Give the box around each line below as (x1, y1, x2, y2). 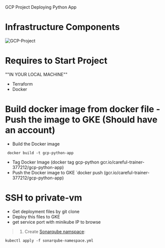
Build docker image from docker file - (5, 104, 161, 115)
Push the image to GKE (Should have (5, 114, 158, 125)
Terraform (12, 81, 33, 87)
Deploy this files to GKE (12, 213, 61, 219)
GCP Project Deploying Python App (5, 4, 77, 10)
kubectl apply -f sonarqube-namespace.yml (5, 238, 94, 243)
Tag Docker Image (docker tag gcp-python (12, 159, 99, 165)
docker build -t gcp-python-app (7, 150, 74, 155)
